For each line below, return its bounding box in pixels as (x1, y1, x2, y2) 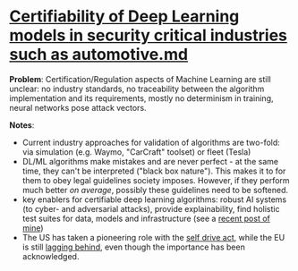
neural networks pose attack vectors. (9, 102, 147, 113)
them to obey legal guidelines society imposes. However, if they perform (21, 174, 290, 185)
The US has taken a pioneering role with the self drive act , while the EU (21, 232, 285, 242)
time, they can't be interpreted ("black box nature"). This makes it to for (21, 165, 286, 176)
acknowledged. (21, 250, 80, 261)
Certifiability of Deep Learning (9, 6, 240, 27)
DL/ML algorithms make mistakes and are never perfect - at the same (21, 156, 279, 166)
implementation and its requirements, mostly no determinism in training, (9, 92, 274, 104)
